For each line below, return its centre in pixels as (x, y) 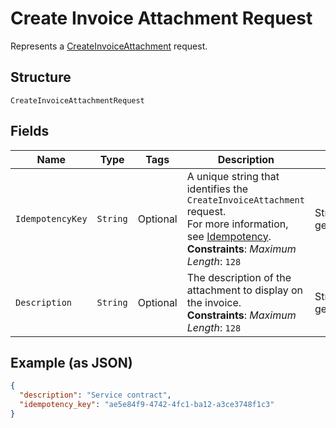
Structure (41, 77)
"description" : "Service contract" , (95, 395)
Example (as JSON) (71, 362)
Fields (30, 131)
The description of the (239, 277)
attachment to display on (245, 290)
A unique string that (233, 176)
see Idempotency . (229, 236)
